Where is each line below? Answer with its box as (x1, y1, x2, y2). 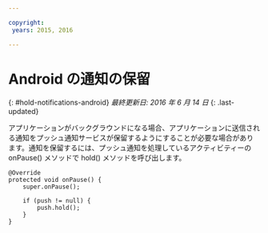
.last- (217, 97, 234, 108)
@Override (8, 169, 42, 177)
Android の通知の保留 (8, 69, 150, 88)
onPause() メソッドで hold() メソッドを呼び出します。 (8, 153, 186, 163)
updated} (8, 107, 39, 116)
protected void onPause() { (8, 176, 102, 184)
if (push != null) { (22, 197, 91, 205)
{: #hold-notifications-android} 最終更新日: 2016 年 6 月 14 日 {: (8, 97, 216, 108)
